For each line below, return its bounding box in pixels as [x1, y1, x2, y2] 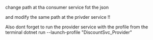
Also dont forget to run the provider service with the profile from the [5, 24, 148, 30]
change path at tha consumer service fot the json [5, 5, 109, 10]
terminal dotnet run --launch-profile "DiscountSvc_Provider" [5, 29, 133, 35]
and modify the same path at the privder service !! [5, 14, 111, 20]
